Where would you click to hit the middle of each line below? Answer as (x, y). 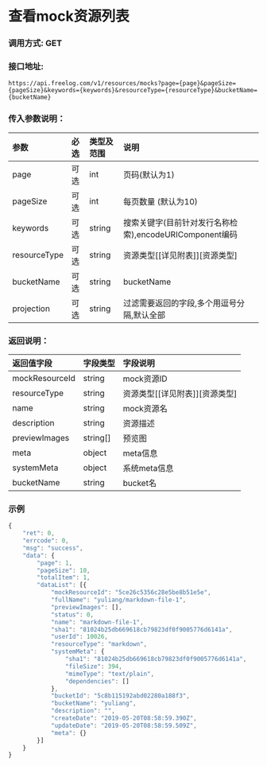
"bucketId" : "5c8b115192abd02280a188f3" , (120, 696)
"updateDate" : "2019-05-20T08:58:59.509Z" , (124, 725)
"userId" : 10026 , (79, 637)
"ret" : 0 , (39, 534)
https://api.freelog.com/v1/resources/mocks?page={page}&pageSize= (122, 84)
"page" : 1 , (55, 563)
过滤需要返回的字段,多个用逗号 (180, 303)
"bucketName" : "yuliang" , (93, 704)
